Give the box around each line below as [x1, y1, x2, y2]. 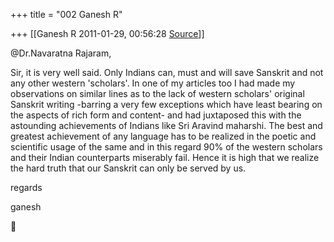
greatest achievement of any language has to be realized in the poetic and [10, 130, 317, 142]
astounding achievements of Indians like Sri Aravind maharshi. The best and [10, 120, 323, 131]
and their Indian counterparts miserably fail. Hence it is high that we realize [10, 152, 320, 163]
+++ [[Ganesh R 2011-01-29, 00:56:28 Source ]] [10, 28, 205, 39]
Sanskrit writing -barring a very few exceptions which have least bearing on [10, 99, 323, 110]
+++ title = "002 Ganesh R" [10, 9, 123, 20]
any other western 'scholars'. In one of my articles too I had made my [10, 77, 296, 89]
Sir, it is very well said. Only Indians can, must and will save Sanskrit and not [10, 67, 324, 78]
